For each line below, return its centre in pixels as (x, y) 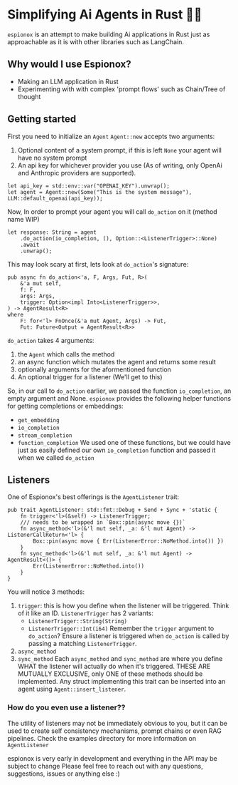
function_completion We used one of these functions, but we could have (124, 442)
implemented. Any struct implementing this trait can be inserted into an (121, 682)
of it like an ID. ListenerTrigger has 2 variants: (86, 613)
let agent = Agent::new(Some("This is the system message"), (100, 192)
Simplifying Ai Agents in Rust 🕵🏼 (105, 15)
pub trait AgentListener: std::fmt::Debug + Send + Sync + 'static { (113, 510)
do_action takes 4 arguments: (51, 340)
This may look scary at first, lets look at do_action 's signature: (98, 264)
